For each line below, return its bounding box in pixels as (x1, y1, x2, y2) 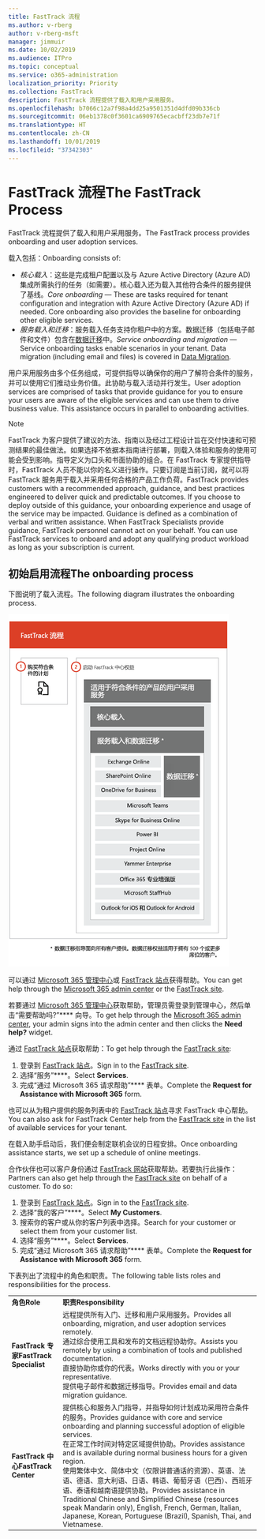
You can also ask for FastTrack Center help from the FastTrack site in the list (8, 1114, 256, 1124)
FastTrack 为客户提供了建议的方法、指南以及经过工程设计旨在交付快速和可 (8, 435, 250, 445)
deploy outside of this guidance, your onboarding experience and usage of (8, 500, 252, 509)
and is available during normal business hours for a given (62, 1447, 248, 1457)
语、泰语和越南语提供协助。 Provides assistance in (62, 1485, 226, 1495)
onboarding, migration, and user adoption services (62, 1319, 226, 1328)
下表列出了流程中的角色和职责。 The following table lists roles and (8, 1271, 221, 1281)
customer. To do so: (8, 1181, 73, 1192)
